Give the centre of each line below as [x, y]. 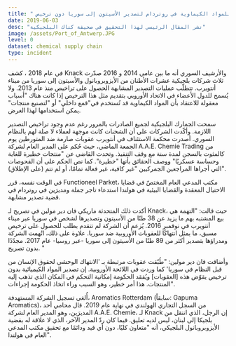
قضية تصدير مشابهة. [34, 197]
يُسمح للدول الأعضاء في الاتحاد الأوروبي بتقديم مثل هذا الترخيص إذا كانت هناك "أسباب [118, 95]
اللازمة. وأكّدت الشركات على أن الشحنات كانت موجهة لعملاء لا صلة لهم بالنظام [110, 131]
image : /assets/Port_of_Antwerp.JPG [61, 33]
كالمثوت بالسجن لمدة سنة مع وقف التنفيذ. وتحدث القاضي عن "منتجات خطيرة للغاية [116, 153]
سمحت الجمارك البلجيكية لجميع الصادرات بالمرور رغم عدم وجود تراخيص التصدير [112, 124]
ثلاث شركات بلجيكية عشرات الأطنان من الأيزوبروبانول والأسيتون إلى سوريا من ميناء [116, 80]
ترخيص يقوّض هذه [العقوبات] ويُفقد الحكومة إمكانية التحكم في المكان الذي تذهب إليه [117, 276]
